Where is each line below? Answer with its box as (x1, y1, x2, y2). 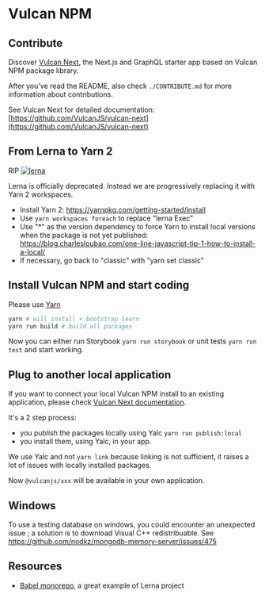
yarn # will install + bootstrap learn (8, 315, 140, 323)
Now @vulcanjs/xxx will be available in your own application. (8, 476, 205, 485)
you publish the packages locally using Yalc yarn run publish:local (19, 428, 243, 438)
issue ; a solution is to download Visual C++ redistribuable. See (8, 528, 214, 538)
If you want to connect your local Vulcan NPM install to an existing (8, 389, 224, 399)
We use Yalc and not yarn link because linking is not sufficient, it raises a (8, 452, 249, 462)
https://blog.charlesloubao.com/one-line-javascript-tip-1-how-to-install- (19, 239, 256, 248)
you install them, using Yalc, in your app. (19, 437, 152, 447)
